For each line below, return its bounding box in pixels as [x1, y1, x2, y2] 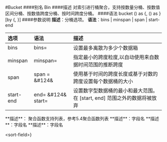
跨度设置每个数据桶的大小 [73, 78, 133, 85]
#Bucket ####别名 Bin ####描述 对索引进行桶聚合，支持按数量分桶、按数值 [5, 4, 160, 10]
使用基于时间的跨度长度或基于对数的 [73, 71, 158, 77]
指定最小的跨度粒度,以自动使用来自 [73, 54, 155, 60]
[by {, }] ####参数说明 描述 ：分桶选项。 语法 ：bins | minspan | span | [5, 17, 148, 22]
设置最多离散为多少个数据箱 [73, 45, 138, 51]
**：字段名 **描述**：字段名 [5, 122, 64, 128]
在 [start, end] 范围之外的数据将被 [73, 95, 152, 101]
